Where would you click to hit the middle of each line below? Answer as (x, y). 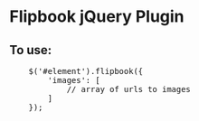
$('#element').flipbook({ (86, 71)
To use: (31, 50)
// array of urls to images (129, 89)
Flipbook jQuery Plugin (97, 17)
